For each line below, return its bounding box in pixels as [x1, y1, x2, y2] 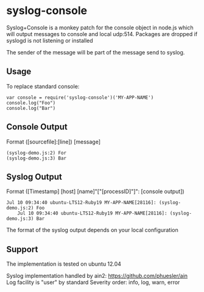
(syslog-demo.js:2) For [6, 150, 67, 156]
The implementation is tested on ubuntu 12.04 [6, 260, 122, 268]
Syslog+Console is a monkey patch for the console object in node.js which [6, 24, 194, 31]
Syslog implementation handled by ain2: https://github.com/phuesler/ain [6, 272, 188, 280]
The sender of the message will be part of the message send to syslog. [6, 48, 185, 56]
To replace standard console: [6, 82, 80, 90]
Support [6, 244, 38, 254]
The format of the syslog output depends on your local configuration [6, 227, 178, 234]
